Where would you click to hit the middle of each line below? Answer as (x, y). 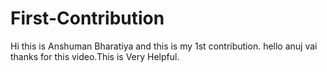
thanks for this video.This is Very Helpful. (95, 56)
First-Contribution (87, 18)
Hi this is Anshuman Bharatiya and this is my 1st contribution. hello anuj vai (164, 46)
